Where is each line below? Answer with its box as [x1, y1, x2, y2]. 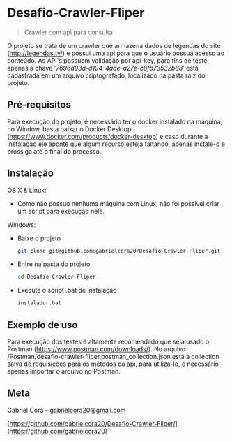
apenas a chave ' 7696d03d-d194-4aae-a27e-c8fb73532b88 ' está [7, 64, 199, 72]
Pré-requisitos [7, 99, 72, 111]
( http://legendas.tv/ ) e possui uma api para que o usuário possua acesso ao [7, 49, 225, 57]
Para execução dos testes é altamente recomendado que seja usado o [7, 337, 210, 346]
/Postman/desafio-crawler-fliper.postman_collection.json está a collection [7, 353, 219, 360]
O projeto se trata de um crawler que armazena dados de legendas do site [7, 41, 221, 50]
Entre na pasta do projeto [17, 260, 91, 268]
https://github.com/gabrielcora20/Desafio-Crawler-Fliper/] [9, 419, 178, 427]
